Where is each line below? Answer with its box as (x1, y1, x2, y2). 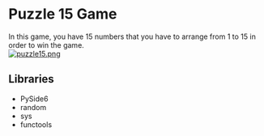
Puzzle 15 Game (8, 5, 117, 23)
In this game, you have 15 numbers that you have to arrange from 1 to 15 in (8, 32, 257, 41)
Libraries (8, 72, 54, 86)
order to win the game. (8, 40, 85, 49)
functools (19, 119, 53, 130)
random (19, 102, 47, 112)
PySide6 (19, 94, 49, 104)
